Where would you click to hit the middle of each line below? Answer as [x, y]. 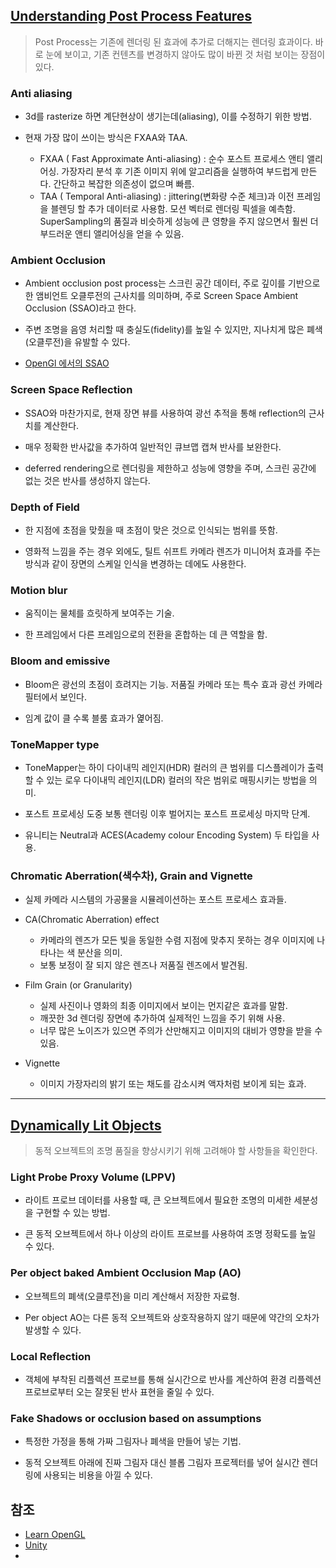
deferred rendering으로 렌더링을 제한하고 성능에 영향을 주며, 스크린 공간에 [170, 468]
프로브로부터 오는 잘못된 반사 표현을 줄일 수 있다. [119, 1391]
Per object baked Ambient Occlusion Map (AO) [126, 1273]
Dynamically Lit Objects [86, 1125]
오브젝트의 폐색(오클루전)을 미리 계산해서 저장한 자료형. [132, 1296]
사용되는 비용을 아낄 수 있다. [98, 1475]
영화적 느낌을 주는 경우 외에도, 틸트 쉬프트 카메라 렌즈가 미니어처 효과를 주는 [173, 551]
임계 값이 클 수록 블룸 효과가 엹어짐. [94, 718]
